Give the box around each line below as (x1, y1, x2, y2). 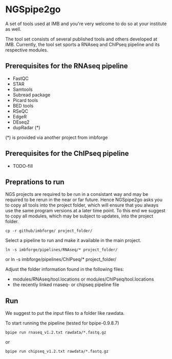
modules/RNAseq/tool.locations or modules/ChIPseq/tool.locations (12, 276, 155, 283)
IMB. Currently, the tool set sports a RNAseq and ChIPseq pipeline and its (5, 41, 160, 47)
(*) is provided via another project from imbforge (5, 134, 108, 141)
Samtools (12, 86, 33, 92)
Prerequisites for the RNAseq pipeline (5, 62, 128, 70)
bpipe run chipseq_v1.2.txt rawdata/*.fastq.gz (5, 349, 109, 354)
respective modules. (5, 47, 49, 53)
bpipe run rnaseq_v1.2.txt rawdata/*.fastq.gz (5, 330, 106, 335)
